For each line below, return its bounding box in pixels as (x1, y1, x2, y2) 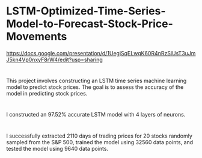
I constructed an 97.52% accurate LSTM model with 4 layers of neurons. (6, 111, 186, 118)
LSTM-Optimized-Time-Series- (6, 4, 166, 18)
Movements (6, 30, 67, 43)
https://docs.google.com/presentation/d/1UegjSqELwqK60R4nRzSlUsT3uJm (6, 49, 196, 56)
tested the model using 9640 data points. (6, 145, 109, 152)
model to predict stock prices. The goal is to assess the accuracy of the (6, 84, 184, 91)
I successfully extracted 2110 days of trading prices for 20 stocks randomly (6, 132, 192, 139)
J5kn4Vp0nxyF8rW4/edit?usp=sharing (6, 56, 103, 63)
